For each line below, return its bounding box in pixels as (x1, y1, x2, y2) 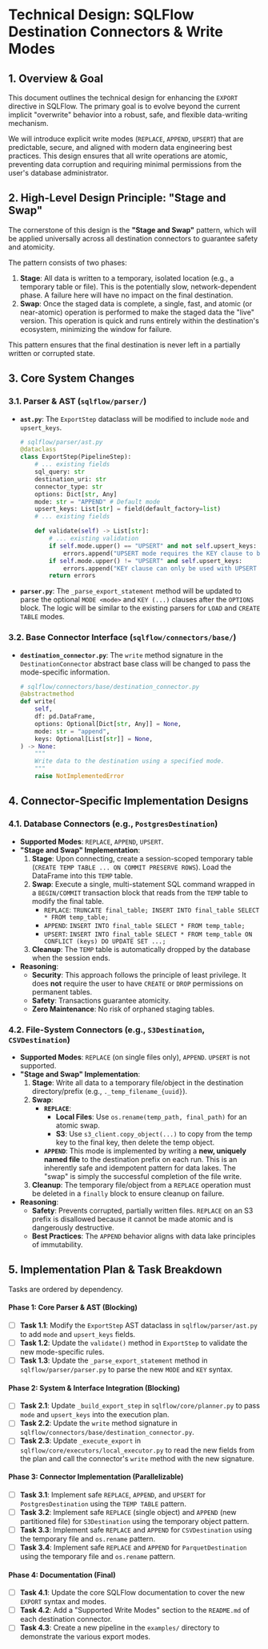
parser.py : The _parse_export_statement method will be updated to (19, 586, 242, 596)
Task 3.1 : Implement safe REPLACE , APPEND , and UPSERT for (19, 1489, 206, 1499)
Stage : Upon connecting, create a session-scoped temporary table (31, 853, 254, 863)
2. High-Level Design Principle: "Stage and (8, 191, 226, 205)
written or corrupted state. (8, 348, 95, 358)
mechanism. (8, 119, 49, 128)
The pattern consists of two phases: (8, 257, 127, 267)
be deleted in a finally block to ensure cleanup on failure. (31, 1189, 225, 1198)
